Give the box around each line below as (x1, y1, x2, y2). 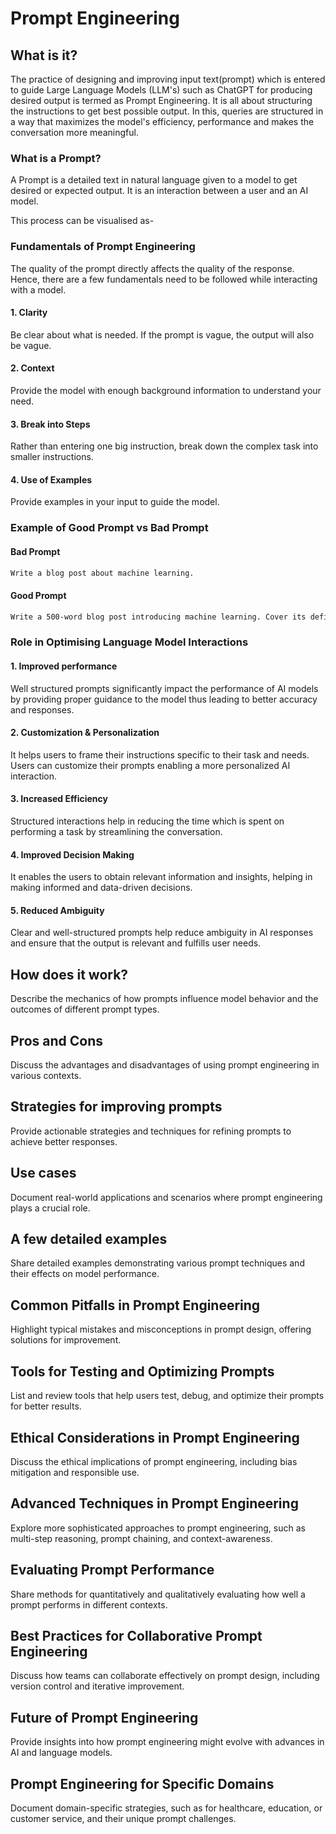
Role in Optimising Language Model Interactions (10, 635, 249, 649)
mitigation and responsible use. (10, 1466, 140, 1478)
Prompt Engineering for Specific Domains (10, 1775, 275, 1792)
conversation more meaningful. (10, 127, 139, 138)
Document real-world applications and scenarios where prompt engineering (10, 1191, 323, 1203)
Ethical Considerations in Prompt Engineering (10, 1429, 300, 1446)
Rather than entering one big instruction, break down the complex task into (10, 440, 319, 452)
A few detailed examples (10, 1231, 168, 1248)
